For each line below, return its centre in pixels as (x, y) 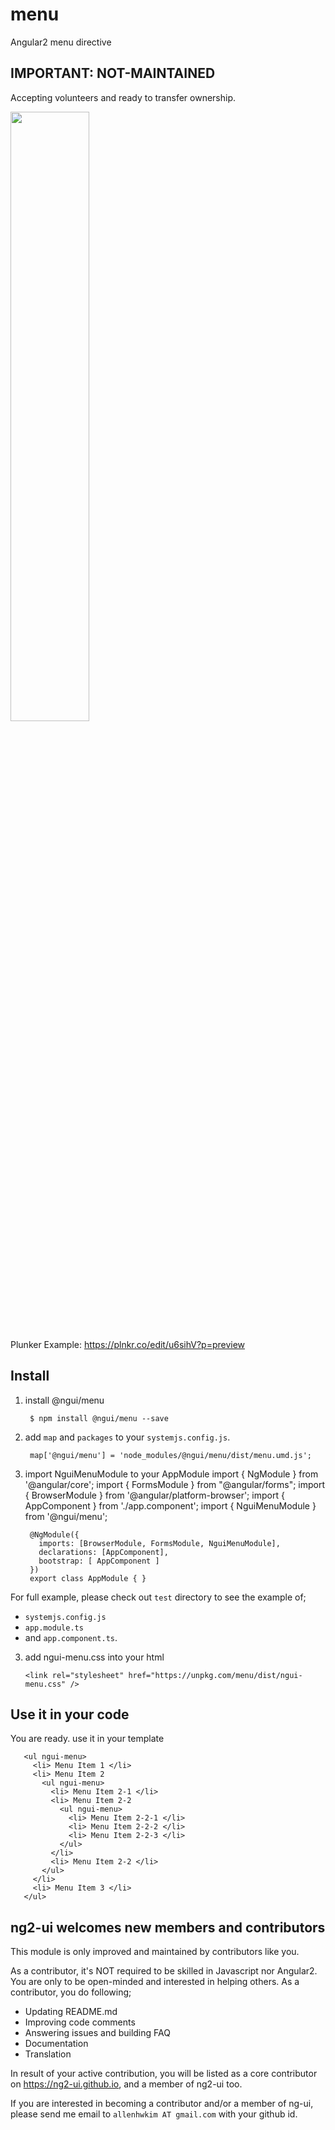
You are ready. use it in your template (87, 1739)
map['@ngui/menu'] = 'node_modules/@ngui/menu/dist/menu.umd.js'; (170, 1455)
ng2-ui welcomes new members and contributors (168, 1927)
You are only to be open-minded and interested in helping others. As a (155, 1982)
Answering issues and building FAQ (97, 2033)
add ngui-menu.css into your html (94, 1657)
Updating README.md (71, 2012)
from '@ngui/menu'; (66, 1516)
